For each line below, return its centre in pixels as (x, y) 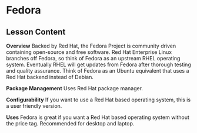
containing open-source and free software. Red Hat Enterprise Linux (89, 52)
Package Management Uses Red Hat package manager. (74, 88)
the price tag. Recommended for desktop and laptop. (70, 123)
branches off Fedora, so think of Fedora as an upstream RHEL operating (93, 58)
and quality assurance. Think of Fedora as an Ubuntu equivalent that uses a (98, 71)
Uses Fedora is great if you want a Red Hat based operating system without (98, 117)
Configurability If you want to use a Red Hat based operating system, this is (98, 100)
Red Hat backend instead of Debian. (50, 77)
